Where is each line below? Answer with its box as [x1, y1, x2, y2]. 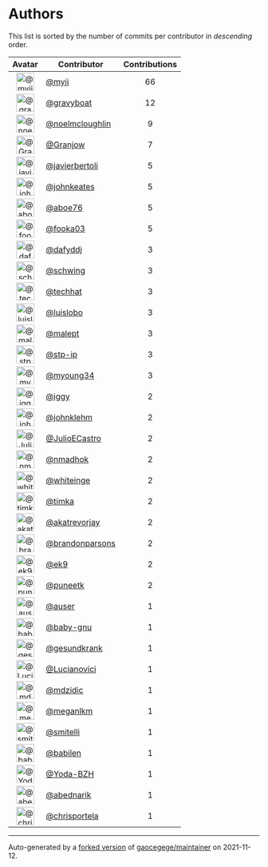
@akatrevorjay [45, 516, 100, 527]
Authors [8, 5, 64, 23]
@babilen [45, 747, 82, 758]
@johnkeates [45, 181, 95, 192]
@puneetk [45, 579, 85, 591]
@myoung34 [45, 369, 95, 380]
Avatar [12, 58, 38, 70]
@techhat [45, 285, 82, 296]
